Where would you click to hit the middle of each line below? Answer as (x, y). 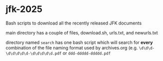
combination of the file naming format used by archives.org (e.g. (72, 47)
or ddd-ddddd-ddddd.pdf (87, 53)
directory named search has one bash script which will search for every (79, 42)
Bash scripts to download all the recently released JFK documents (74, 23)
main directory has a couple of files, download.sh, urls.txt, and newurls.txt (82, 32)
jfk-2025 (24, 9)
